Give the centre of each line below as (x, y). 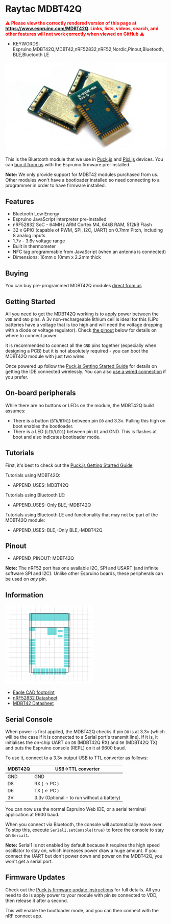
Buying (17, 273)
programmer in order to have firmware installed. (56, 185)
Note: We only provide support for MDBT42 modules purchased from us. (82, 174)
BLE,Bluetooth (28, 55)
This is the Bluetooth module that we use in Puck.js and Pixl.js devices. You (84, 159)
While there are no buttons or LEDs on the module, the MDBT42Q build (80, 405)
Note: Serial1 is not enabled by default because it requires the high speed (82, 845)
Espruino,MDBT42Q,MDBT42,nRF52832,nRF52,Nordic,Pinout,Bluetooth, (88, 49)
